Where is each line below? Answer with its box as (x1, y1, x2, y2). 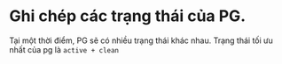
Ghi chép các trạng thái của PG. (9, 6, 247, 26)
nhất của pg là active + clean (9, 44, 120, 54)
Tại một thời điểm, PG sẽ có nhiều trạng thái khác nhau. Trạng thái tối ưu (9, 35, 273, 46)
